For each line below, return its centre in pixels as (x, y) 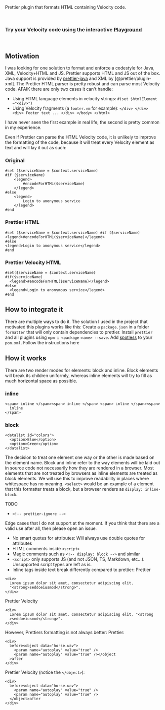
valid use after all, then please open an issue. (51, 528)
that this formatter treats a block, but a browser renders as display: (74, 489)
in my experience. (23, 128)
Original (15, 161)
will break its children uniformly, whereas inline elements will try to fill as (79, 375)
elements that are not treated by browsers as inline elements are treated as (82, 473)
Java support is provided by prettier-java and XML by (59, 78)
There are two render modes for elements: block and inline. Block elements (82, 370)
